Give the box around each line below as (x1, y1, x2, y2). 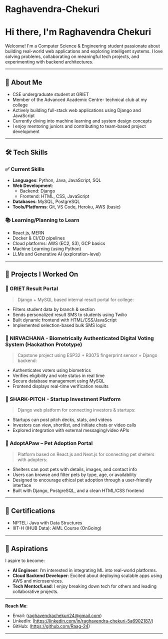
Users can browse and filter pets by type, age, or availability (12, 471, 136, 477)
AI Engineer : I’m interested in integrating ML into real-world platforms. (12, 567, 157, 573)
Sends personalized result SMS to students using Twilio (12, 311, 127, 317)
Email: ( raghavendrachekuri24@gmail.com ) (12, 612, 102, 618)
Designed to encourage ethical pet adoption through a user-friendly (12, 476, 152, 483)
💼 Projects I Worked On (5, 270, 78, 278)
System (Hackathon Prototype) (5, 341, 82, 348)
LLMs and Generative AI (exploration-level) (12, 251, 101, 257)
